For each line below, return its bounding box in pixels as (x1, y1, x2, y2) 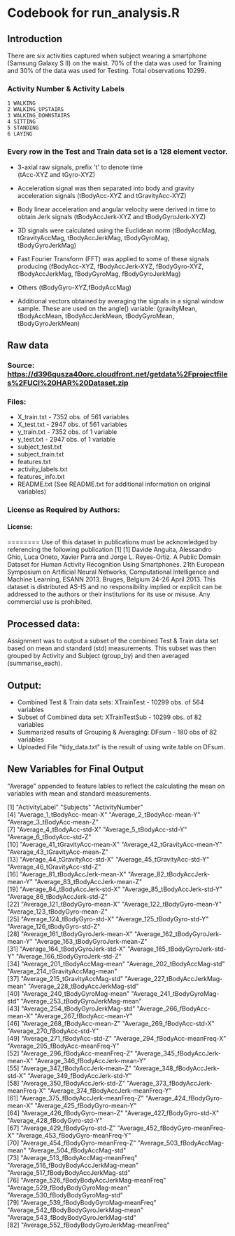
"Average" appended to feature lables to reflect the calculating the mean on (7, 782, 225, 790)
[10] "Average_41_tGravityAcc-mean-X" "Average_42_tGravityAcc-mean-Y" (7, 840, 222, 848)
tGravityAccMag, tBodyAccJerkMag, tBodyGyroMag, (17, 233, 170, 242)
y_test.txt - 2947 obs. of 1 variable (17, 435, 115, 444)
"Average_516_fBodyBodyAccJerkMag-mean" (7, 1161, 139, 1169)
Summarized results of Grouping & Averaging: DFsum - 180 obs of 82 (17, 728, 218, 736)
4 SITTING (7, 118, 36, 126)
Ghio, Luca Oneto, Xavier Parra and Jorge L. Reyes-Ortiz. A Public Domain (7, 553, 222, 561)
